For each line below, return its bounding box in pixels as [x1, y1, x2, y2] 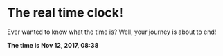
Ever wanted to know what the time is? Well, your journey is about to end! [7, 28, 217, 36]
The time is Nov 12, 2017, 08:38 [7, 41, 99, 49]
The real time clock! [7, 5, 123, 21]
